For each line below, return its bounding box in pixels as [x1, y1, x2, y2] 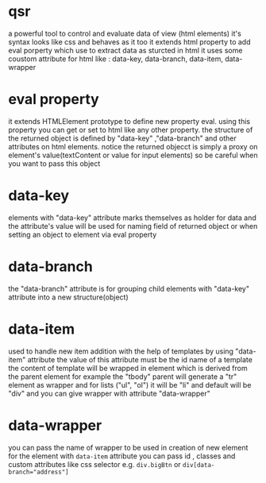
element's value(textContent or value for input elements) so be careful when [8, 150, 258, 160]
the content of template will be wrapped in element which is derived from [8, 363, 248, 373]
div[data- [182, 461, 215, 469]
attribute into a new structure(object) [8, 292, 129, 302]
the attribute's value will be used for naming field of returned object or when [8, 221, 258, 230]
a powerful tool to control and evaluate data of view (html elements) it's [8, 29, 242, 38]
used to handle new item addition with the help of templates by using [8, 346, 234, 356]
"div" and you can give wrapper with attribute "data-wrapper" [8, 388, 210, 398]
